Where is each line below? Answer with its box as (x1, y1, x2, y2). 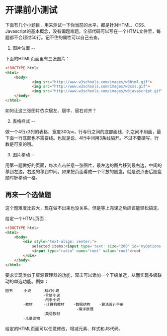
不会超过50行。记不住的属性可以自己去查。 (13, 34, 102, 40)
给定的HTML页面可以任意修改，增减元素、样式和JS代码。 (5, 326, 123, 332)
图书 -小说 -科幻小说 (5, 288, 60, 293)
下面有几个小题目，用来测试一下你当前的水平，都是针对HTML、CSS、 (5, 22, 149, 28)
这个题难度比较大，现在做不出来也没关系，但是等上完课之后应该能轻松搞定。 (5, 205, 162, 211)
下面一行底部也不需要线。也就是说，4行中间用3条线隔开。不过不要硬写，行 (5, 135, 159, 141)
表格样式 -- (12, 118, 36, 124)
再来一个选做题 (5, 191, 51, 199)
